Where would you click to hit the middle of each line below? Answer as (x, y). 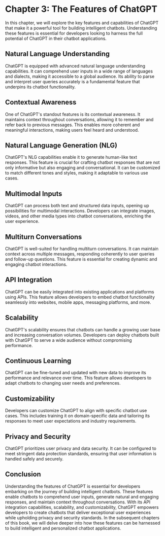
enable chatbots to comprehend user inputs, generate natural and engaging (82, 497)
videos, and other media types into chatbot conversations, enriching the (78, 216)
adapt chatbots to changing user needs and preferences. (63, 383)
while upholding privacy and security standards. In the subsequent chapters (82, 518)
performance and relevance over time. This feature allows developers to (78, 378)
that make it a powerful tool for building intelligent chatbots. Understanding (81, 28)
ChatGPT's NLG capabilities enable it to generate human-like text (71, 157)
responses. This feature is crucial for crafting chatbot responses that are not (82, 162)
